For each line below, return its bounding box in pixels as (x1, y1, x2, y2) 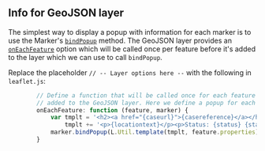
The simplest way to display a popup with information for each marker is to (8, 27, 252, 36)
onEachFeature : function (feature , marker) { (36, 106, 189, 114)
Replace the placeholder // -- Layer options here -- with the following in (8, 67, 252, 77)
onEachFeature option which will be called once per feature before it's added (8, 43, 256, 54)
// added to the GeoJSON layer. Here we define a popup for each (36, 99, 256, 107)
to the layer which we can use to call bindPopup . (8, 52, 163, 62)
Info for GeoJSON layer (8, 6, 125, 20)
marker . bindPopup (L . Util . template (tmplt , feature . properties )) (50, 128, 263, 137)
